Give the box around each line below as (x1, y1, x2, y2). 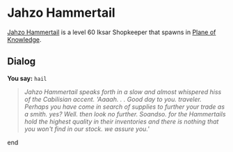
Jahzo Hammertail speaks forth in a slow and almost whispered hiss (24, 87, 222, 96)
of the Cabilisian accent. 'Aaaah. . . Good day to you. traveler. (24, 95, 202, 103)
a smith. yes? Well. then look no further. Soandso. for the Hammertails (24, 109, 226, 118)
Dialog (7, 56, 36, 68)
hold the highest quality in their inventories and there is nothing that (24, 117, 219, 126)
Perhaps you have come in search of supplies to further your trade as (24, 102, 225, 111)
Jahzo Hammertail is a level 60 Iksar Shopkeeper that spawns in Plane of (7, 28, 216, 36)
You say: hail (7, 74, 47, 82)
